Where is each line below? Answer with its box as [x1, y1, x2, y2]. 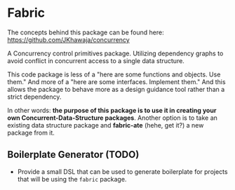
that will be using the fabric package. [17, 175, 127, 183]
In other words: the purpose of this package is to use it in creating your [7, 106, 217, 114]
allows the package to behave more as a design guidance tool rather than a [7, 85, 225, 93]
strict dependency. [7, 93, 62, 101]
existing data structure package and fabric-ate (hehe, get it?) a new [7, 121, 204, 129]
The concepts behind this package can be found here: [7, 28, 164, 36]
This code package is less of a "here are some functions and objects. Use [7, 70, 221, 79]
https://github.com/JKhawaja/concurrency [7, 35, 130, 43]
